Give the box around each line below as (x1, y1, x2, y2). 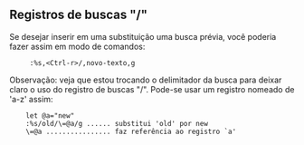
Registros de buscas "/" (9, 7, 147, 23)
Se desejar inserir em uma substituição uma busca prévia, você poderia (9, 31, 277, 42)
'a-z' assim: (9, 93, 53, 104)
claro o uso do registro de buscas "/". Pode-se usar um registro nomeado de (9, 83, 295, 94)
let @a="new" (25, 111, 75, 121)
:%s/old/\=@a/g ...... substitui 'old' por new (25, 119, 208, 128)
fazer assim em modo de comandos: (9, 41, 146, 52)
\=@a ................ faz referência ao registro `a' (25, 127, 237, 136)
